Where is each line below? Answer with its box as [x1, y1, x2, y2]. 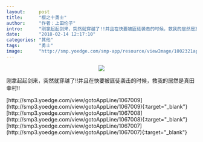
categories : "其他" [6, 37, 54, 43]
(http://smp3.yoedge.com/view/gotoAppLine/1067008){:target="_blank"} [6, 115, 188, 123]
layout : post [6, 8, 50, 15]
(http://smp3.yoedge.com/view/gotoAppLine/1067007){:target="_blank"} [6, 128, 187, 136]
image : [6, 48, 23, 54]
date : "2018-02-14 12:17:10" [6, 31, 96, 37]
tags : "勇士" [6, 43, 54, 49]
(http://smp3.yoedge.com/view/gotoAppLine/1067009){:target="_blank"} [6, 103, 188, 110]
